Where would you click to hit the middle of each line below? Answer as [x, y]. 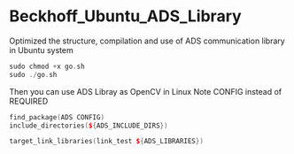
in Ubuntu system [41, 50]
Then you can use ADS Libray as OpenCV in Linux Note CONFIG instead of [146, 91]
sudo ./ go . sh [33, 74]
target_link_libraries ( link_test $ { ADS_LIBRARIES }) [106, 142]
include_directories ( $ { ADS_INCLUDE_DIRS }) [89, 126]
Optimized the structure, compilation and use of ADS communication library [147, 41]
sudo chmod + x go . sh [47, 66]
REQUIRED [29, 101]
